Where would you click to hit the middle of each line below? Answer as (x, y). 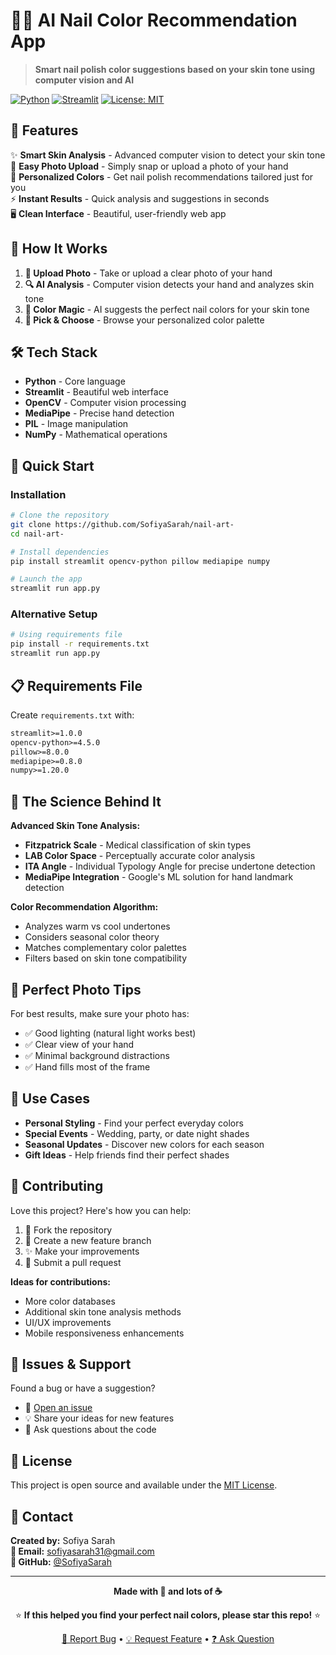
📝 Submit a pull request (73, 1262)
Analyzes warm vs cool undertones (97, 926)
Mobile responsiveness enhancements (104, 1333)
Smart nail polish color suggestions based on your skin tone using (175, 69)
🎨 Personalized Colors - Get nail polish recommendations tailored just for (162, 176)
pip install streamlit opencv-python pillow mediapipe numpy (140, 561)
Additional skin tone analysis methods (103, 1311)
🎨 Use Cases (50, 1099)
